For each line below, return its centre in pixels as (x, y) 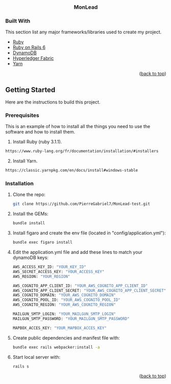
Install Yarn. (25, 161)
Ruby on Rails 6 (29, 48)
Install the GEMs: (30, 214)
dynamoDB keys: (30, 258)
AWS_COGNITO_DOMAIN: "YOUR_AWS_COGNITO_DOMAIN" (64, 295)
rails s (21, 366)
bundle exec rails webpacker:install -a (56, 347)
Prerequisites (22, 115)
